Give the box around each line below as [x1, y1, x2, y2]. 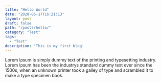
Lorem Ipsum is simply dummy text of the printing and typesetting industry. [5, 57, 157, 62]
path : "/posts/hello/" [5, 25, 51, 30]
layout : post [5, 16, 32, 21]
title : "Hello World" [5, 7, 49, 12]
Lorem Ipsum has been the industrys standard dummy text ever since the [5, 62, 153, 68]
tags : [5, 35, 16, 40]
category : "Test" [5, 30, 41, 35]
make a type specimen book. [5, 72, 64, 78]
